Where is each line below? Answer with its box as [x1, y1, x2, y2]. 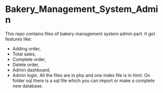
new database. [12, 82, 43, 88]
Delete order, [12, 61, 39, 67]
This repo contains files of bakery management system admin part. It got [5, 30, 155, 36]
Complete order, [12, 56, 46, 62]
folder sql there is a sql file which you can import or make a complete [12, 77, 155, 83]
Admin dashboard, [12, 66, 51, 73]
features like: [5, 36, 32, 42]
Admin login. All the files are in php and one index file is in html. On [12, 72, 150, 78]
